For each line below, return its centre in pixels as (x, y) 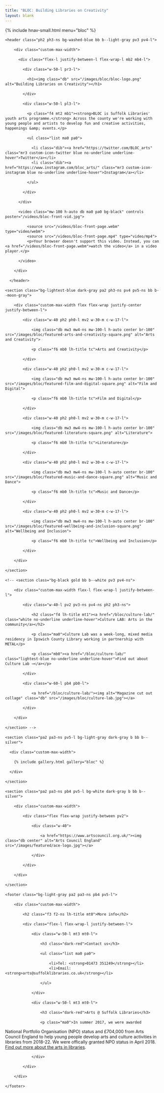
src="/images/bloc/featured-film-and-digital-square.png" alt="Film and (81, 384)
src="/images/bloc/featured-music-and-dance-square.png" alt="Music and (81, 477)
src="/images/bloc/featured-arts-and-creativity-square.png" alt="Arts (80, 335)
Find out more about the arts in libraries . (46, 1047)
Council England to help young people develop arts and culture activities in (81, 1037)
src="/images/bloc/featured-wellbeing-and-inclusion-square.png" (73, 526)
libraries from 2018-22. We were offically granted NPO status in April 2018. (81, 1042)
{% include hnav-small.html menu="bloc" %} (51, 30)
